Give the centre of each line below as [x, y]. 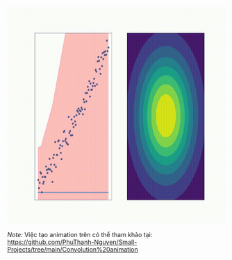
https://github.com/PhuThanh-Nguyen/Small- [72, 242]
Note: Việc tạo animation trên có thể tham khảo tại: [80, 235]
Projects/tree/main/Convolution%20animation [73, 249]
